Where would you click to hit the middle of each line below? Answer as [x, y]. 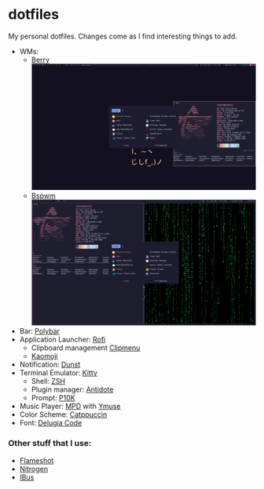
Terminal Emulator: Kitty [59, 373]
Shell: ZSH [48, 381]
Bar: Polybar [40, 331]
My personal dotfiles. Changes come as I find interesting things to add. [123, 36]
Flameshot [37, 460]
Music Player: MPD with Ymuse [70, 407]
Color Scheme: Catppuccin [63, 414]
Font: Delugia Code [51, 423]
